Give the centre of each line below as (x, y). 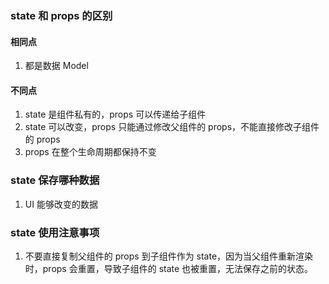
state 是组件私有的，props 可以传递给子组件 (115, 114)
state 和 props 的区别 (61, 15)
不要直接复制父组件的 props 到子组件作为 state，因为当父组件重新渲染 (169, 256)
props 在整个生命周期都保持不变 (90, 152)
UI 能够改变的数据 (61, 204)
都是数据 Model (56, 66)
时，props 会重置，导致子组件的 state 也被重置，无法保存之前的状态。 (169, 268)
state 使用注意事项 (55, 232)
